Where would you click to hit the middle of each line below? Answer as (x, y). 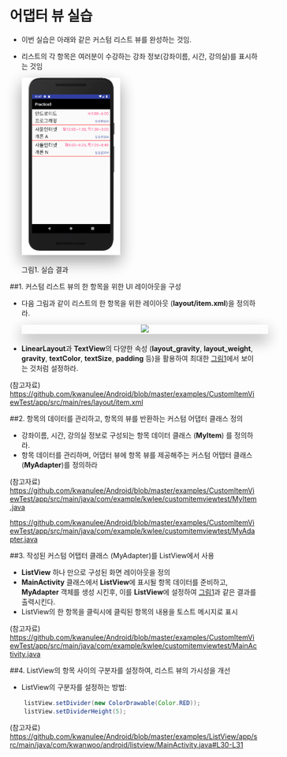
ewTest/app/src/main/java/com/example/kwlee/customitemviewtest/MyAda (132, 531)
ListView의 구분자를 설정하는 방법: (74, 688)
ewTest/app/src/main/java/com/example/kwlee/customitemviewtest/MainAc (134, 646)
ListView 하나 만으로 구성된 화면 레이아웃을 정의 (96, 572)
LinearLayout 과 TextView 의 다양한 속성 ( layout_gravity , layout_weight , (137, 349)
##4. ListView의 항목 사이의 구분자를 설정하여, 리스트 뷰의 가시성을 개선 (120, 670)
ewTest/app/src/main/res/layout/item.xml (76, 402)
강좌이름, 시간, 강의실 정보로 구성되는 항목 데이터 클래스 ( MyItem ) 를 (127, 435)
